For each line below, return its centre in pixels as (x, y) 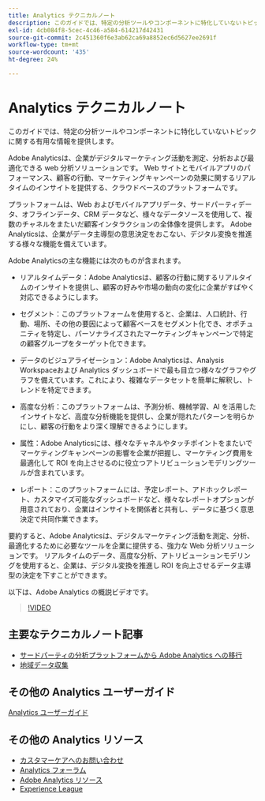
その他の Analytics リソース (76, 740)
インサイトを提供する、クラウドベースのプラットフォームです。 (138, 187)
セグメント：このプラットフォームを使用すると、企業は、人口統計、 (130, 313)
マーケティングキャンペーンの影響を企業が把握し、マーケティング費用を (136, 453)
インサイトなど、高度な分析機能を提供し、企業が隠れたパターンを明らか (137, 416)
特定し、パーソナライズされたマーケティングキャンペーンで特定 (150, 333)
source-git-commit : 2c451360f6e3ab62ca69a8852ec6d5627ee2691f (112, 37)
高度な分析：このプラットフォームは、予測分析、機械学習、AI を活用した (138, 406)
